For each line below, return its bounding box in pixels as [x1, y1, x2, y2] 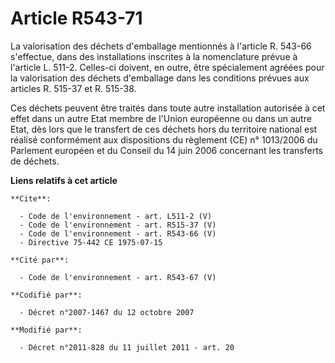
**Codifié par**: [10, 290, 83, 300]
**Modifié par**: [10, 325, 83, 335]
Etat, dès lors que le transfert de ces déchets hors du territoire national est [10, 123, 318, 135]
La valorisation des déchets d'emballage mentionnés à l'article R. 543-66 [10, 40, 312, 52]
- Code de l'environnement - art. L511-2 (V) [19, 211, 213, 221]
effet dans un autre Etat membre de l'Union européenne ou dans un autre [10, 112, 312, 124]
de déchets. [10, 155, 60, 167]
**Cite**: [10, 193, 52, 204]
